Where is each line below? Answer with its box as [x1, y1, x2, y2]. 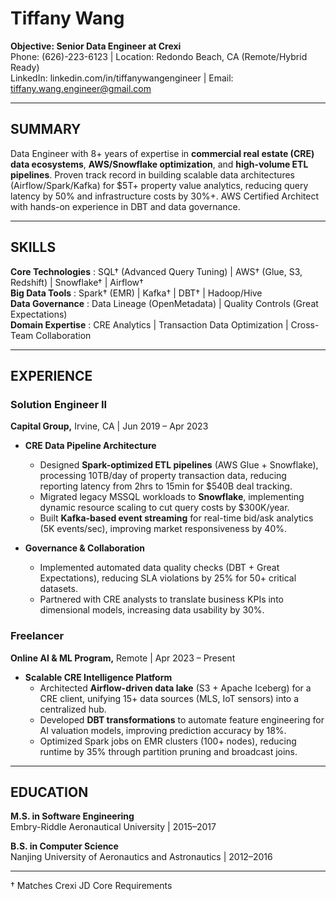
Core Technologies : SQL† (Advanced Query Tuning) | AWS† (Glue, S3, [10, 265, 303, 277]
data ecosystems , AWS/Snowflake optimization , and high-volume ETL [10, 158, 309, 170]
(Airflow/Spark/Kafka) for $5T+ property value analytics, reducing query [10, 179, 309, 191]
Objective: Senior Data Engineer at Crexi [10, 40, 182, 52]
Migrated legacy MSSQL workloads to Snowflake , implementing [39, 491, 305, 503]
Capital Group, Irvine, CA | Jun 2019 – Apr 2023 [10, 420, 209, 432]
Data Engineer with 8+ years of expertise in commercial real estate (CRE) [10, 147, 315, 159]
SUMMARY [10, 121, 82, 138]
